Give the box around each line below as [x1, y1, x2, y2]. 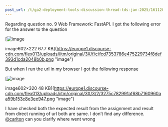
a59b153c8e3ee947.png [5, 96, 55, 102]
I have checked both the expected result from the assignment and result [5, 105, 154, 111]
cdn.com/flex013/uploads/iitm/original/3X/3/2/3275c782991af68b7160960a [5, 90, 161, 96]
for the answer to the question [5, 26, 67, 32]
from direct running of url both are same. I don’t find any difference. [5, 111, 145, 117]
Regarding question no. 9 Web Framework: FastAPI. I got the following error [5, 21, 161, 27]
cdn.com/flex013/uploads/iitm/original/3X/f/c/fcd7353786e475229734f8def [5, 51, 162, 57]
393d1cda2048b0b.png [5, 56, 54, 62]
